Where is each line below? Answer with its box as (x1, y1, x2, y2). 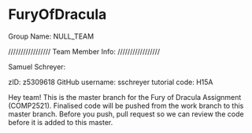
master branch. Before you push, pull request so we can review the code (8, 109, 244, 119)
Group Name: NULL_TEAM (8, 31, 94, 41)
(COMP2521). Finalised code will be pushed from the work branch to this (8, 101, 244, 110)
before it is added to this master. (8, 117, 113, 127)
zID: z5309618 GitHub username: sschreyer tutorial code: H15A (8, 77, 213, 87)
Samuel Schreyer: (8, 61, 66, 72)
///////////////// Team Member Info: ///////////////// (8, 46, 160, 56)
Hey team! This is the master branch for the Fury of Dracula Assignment (8, 92, 242, 102)
